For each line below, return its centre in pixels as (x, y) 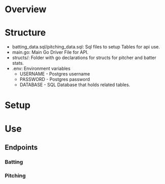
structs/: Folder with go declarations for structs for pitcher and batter (84, 58)
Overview (26, 9)
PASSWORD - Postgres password (55, 80)
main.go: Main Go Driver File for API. (50, 52)
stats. (18, 63)
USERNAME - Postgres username (55, 74)
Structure (25, 33)
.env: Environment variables (41, 69)
